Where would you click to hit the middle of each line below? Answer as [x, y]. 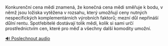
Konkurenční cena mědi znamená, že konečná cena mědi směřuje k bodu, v [84, 7]
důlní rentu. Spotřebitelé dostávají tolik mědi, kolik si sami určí [70, 23]
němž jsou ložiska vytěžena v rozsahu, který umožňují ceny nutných [76, 12]
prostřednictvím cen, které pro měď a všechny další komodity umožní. [78, 28]
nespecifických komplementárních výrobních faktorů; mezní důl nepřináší [82, 18]
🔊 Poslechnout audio [28, 38]
